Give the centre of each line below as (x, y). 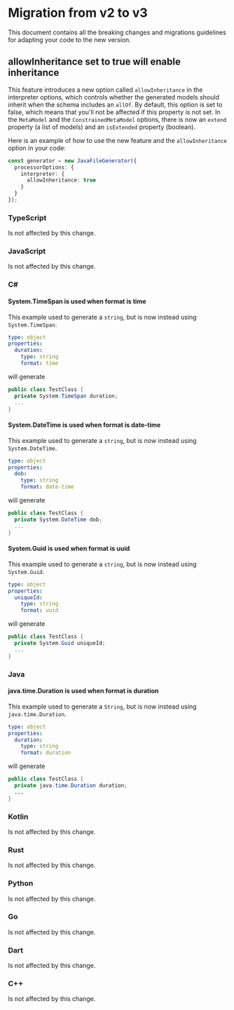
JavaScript (27, 252)
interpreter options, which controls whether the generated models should (113, 97)
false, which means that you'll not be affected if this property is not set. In (114, 112)
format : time (40, 363)
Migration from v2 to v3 (78, 13)
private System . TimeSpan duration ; (66, 396)
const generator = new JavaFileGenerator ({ (73, 161)
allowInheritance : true (61, 180)
